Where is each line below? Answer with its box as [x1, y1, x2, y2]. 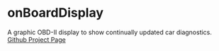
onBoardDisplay [7, 5, 104, 21]
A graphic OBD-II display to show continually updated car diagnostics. [7, 28, 213, 36]
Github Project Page [7, 35, 66, 43]
